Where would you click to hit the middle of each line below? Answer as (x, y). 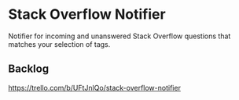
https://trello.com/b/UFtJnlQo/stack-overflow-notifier (94, 87)
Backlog (29, 69)
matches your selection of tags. (59, 44)
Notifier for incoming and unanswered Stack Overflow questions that (119, 36)
